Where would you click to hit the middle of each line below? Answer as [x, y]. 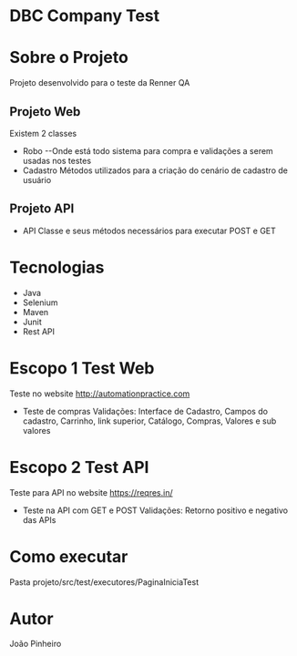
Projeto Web [45, 112]
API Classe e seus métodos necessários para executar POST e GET [149, 231]
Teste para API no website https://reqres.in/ [91, 492]
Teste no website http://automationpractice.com [100, 394]
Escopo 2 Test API [79, 467]
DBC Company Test [85, 16]
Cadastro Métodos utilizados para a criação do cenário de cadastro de [155, 170]
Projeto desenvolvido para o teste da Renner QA [100, 83]
